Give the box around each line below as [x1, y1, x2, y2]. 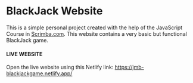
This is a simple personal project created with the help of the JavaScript [6, 24, 183, 31]
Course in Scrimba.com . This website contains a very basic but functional [6, 30, 188, 37]
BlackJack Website [6, 4, 103, 18]
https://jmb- [114, 64, 144, 71]
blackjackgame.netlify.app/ [6, 70, 73, 77]
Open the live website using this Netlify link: [6, 64, 114, 71]
